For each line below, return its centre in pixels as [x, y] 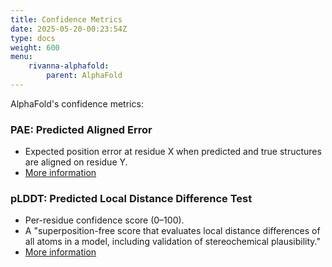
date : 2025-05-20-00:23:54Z [69, 29]
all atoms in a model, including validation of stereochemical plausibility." [173, 242]
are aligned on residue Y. [76, 162]
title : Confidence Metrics [66, 19]
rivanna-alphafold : [69, 66]
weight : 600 [35, 47]
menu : [21, 57]
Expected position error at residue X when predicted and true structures [173, 152]
